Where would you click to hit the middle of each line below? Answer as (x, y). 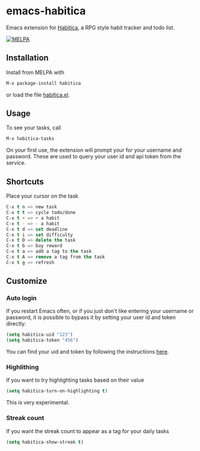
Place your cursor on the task (42, 196)
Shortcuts (25, 181)
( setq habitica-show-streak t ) (45, 442)
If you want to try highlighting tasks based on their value (75, 380)
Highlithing (23, 367)
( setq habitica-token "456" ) (42, 340)
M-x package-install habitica (44, 83)
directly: (16, 324)
